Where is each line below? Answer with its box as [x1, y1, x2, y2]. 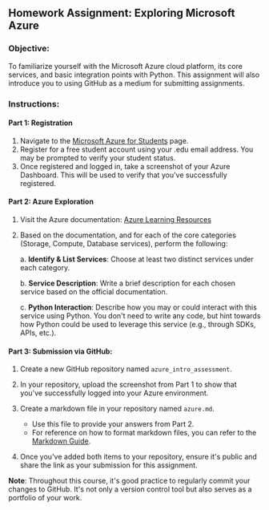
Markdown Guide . [31, 436, 91, 446]
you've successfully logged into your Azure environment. [19, 388, 209, 398]
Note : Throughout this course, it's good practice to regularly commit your [8, 476, 251, 486]
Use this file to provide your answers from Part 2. [31, 419, 195, 429]
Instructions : [8, 98, 60, 109]
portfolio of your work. [8, 493, 82, 503]
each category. [19, 263, 70, 273]
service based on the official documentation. [19, 287, 168, 297]
